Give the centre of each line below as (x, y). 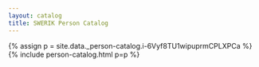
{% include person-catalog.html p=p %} (74, 54)
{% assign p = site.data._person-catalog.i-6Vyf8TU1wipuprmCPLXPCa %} (130, 45)
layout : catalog (35, 16)
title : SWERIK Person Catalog (59, 23)
